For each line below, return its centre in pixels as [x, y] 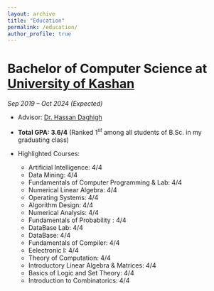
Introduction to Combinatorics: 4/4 [79, 280]
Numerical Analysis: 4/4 [64, 212]
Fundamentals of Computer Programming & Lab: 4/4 [105, 182]
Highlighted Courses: [49, 153]
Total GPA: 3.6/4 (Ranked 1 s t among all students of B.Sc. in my [109, 132]
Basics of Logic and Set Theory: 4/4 [81, 273]
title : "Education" [36, 21]
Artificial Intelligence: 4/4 [65, 167]
